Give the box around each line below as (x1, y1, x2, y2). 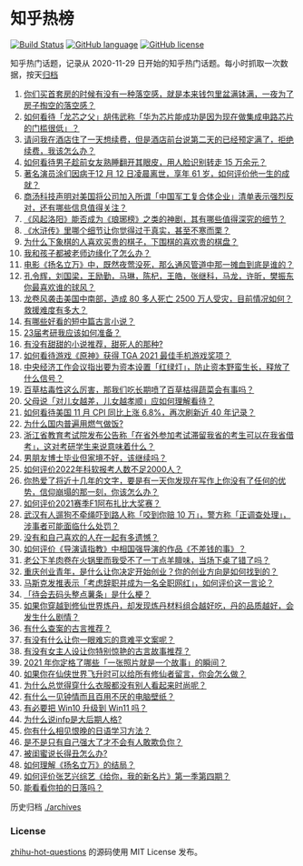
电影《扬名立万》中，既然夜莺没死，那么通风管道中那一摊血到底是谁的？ (23, 258, 294, 269)
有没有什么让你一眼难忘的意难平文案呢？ (23, 634, 175, 645)
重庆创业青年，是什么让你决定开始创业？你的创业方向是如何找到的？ (23, 566, 279, 577)
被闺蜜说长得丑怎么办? (23, 748, 108, 759)
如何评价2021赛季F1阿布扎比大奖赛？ (23, 498, 161, 509)
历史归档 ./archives (10, 801, 82, 812)
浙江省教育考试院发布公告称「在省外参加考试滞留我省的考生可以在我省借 (23, 429, 294, 440)
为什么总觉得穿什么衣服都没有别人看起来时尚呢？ (23, 680, 207, 690)
